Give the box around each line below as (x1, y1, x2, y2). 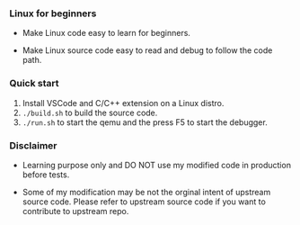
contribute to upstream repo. (22, 205, 129, 216)
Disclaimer (9, 139, 57, 151)
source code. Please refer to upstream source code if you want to (22, 196, 267, 207)
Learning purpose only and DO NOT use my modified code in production (22, 159, 292, 170)
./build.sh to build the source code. (22, 107, 158, 118)
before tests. (22, 169, 70, 180)
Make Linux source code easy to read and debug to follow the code (22, 45, 273, 56)
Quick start (9, 77, 60, 90)
